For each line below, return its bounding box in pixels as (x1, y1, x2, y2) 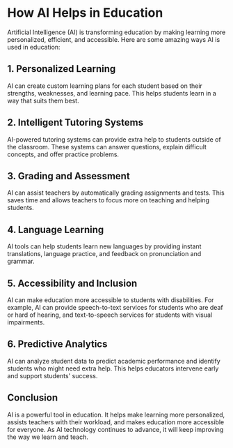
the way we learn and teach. (7, 433, 88, 441)
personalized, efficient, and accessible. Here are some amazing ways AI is (7, 35, 220, 43)
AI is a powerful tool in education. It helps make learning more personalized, (7, 410, 225, 419)
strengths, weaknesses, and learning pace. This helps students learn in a (7, 89, 217, 97)
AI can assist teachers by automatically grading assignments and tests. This (7, 188, 225, 197)
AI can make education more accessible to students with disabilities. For (7, 296, 214, 304)
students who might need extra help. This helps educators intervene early (7, 364, 219, 373)
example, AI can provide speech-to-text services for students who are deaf (7, 304, 224, 311)
